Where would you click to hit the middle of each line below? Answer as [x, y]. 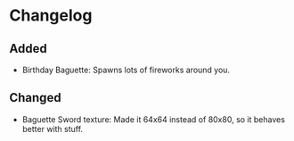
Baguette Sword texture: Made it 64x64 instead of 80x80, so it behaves [153, 119]
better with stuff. [52, 129]
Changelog [51, 16]
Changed [35, 98]
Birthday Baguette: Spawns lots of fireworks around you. [126, 70]
